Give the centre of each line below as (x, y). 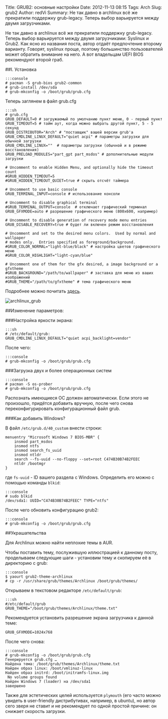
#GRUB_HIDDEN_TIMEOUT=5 (30, 176)
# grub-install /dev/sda (31, 87)
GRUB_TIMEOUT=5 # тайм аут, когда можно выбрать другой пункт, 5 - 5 (79, 124)
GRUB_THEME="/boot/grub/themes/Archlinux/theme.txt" (61, 608)
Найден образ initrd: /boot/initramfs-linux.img (57, 673)
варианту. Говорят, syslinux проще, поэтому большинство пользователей (84, 49)
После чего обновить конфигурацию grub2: (52, 510)
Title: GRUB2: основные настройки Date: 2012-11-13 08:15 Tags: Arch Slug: (83, 7)
